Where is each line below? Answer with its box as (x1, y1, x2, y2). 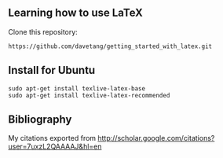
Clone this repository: (8, 27, 79, 36)
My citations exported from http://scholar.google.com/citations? (8, 134, 215, 143)
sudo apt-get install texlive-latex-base (8, 84, 146, 93)
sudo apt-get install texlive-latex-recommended (8, 91, 170, 99)
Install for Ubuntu (8, 64, 96, 77)
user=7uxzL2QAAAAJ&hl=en (8, 141, 102, 152)
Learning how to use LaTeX (8, 6, 144, 20)
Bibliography (8, 113, 72, 127)
